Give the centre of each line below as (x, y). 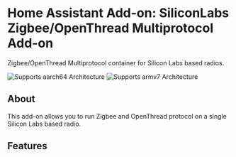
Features (27, 146)
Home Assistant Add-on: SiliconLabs (118, 13)
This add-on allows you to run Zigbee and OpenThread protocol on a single (117, 116)
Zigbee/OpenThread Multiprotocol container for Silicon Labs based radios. (116, 63)
